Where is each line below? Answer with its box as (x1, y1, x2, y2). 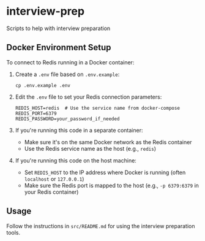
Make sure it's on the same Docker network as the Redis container (24, 138, 192, 145)
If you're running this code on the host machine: (15, 156, 136, 164)
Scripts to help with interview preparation (6, 25, 111, 32)
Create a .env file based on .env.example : (15, 71, 120, 78)
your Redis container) (24, 188, 79, 196)
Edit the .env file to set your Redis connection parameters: (15, 93, 162, 101)
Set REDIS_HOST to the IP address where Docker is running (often (24, 169, 186, 176)
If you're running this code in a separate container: (15, 126, 143, 134)
